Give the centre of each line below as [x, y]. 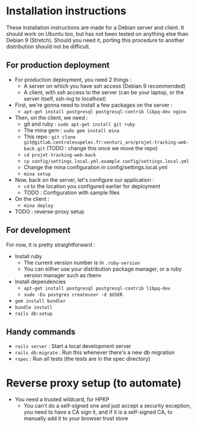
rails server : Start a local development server [73, 346]
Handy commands [41, 332]
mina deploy [38, 206]
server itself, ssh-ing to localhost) [65, 98]
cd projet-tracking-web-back [60, 155]
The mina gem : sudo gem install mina [71, 130]
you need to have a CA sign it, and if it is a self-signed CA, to [98, 412]
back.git [35, 148]
